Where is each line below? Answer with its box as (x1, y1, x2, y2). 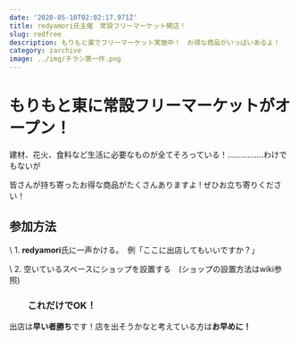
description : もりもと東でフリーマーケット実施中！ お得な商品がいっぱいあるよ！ (9, 37, 281, 47)
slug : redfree (9, 29, 62, 38)
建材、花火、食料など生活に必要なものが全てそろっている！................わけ (9, 149, 279, 160)
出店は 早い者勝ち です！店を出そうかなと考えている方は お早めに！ (9, 321, 252, 332)
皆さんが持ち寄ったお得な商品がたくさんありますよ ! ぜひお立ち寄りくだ (9, 179, 274, 190)
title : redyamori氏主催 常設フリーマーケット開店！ (9, 21, 187, 30)
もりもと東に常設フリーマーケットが (9, 95, 275, 116)
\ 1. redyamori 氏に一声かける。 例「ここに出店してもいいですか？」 (9, 245, 260, 255)
